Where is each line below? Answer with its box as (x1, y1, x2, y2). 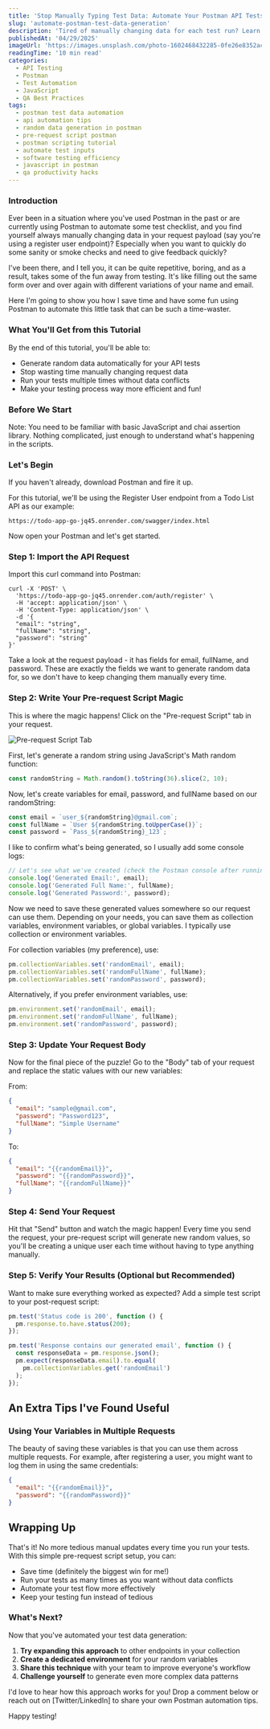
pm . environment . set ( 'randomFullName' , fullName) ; (8, 1013, 178, 1021)
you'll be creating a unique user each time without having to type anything (8, 1241, 255, 1251)
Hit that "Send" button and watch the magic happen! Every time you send (8, 1224, 252, 1234)
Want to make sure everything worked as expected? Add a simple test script (8, 1288, 261, 1298)
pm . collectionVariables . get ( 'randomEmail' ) (22, 1363, 171, 1372)
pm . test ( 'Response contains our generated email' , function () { (8, 1342, 231, 1350)
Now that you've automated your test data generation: (8, 1630, 187, 1640)
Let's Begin (8, 459, 54, 470)
